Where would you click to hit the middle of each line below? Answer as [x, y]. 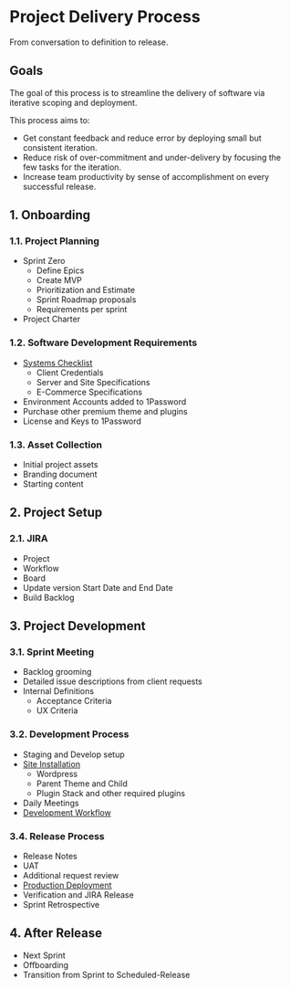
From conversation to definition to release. [89, 42]
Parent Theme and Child [82, 784]
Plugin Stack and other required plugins [110, 793]
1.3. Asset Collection [56, 445]
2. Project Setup [56, 513]
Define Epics [60, 270]
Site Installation [51, 763]
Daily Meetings [51, 803]
